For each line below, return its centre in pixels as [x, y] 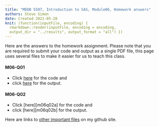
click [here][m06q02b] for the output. [50, 110]
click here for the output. [37, 83]
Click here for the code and [39, 78]
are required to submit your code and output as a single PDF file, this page [79, 51]
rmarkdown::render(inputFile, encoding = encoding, [63, 28]
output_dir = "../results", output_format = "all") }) [66, 32]
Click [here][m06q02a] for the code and [52, 105]
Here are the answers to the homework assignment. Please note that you [78, 46]
